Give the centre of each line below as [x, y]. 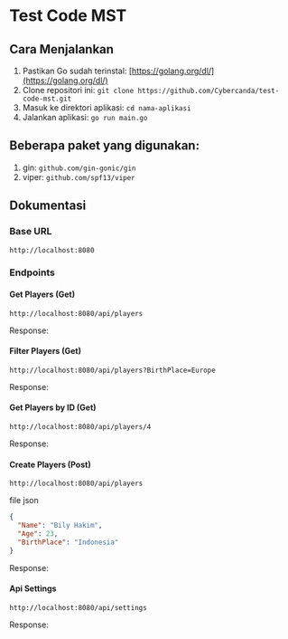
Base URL [31, 232]
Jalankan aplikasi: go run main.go [85, 117]
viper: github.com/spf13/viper [79, 176]
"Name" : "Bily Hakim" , [60, 526]
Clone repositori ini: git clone [78, 90]
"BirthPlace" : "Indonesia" [68, 542]
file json [24, 501]
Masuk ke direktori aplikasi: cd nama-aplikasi [107, 108]
